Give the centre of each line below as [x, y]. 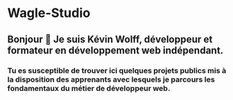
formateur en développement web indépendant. [115, 50]
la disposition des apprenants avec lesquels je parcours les [111, 79]
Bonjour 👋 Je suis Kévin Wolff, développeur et [110, 39]
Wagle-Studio [49, 13]
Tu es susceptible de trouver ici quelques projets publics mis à [117, 70]
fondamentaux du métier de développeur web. [89, 88]
